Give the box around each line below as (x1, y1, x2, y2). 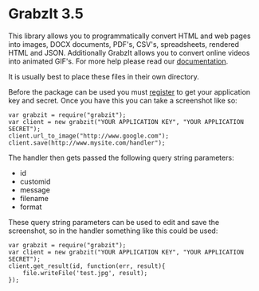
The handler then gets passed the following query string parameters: (8, 153, 234, 162)
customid (19, 177, 51, 186)
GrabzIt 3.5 (8, 5, 84, 23)
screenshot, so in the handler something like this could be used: (8, 226, 218, 235)
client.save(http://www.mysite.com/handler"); (8, 138, 166, 147)
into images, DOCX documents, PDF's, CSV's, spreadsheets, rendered (8, 39, 240, 48)
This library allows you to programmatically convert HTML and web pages (8, 31, 251, 41)
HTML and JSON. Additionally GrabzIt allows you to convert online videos (8, 48, 250, 57)
